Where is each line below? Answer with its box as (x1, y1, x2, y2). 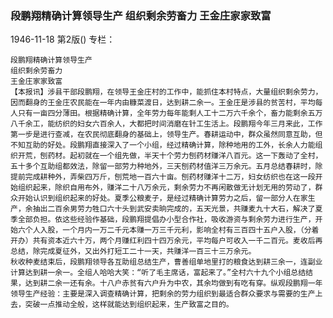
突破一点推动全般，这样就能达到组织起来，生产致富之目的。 (24, 300, 234, 310)
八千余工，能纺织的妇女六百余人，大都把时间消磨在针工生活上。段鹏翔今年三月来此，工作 (10, 119, 323, 129)
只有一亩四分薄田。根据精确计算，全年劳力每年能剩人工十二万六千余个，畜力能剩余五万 (17, 108, 323, 119)
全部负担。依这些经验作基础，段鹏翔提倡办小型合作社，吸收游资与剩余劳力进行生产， (17, 215, 316, 225)
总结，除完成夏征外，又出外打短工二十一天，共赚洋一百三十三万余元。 (10, 247, 257, 257)
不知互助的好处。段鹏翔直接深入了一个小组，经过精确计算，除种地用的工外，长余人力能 (10, 140, 316, 151)
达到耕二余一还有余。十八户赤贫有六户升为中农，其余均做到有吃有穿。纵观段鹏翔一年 (24, 278, 323, 289)
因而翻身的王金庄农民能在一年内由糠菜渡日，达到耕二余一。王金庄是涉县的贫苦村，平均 (10, 98, 316, 108)
